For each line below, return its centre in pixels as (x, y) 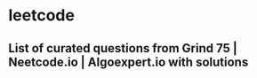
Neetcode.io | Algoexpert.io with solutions (128, 62)
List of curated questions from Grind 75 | (123, 48)
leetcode (41, 16)
